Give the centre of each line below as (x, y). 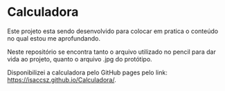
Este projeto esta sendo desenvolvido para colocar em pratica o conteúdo (113, 31)
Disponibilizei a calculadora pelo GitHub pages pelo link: (87, 72)
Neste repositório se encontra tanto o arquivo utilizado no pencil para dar (111, 52)
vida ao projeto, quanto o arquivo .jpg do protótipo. (80, 59)
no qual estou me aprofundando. (54, 38)
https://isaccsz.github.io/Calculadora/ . (62, 79)
